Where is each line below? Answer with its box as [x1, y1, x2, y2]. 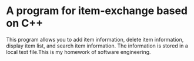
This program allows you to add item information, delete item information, [6, 36, 184, 43]
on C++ [6, 16, 43, 30]
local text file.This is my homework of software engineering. [6, 48, 151, 55]
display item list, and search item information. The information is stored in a [6, 42, 188, 49]
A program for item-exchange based [6, 4, 188, 18]
